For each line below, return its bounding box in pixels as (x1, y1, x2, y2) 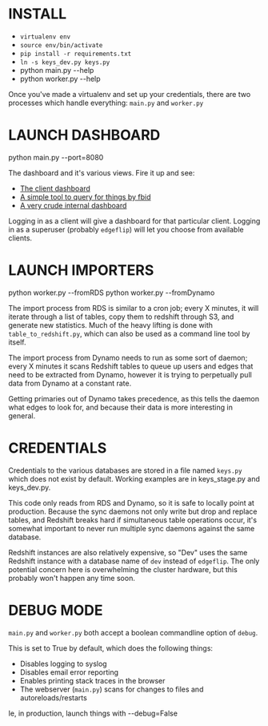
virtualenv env (19, 33, 71, 41)
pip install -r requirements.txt (19, 50, 132, 58)
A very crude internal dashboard (19, 200, 127, 210)
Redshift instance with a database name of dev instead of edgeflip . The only (8, 556, 260, 566)
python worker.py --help (19, 74, 102, 83)
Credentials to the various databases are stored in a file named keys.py (8, 466, 242, 475)
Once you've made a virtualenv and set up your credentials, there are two (8, 89, 251, 99)
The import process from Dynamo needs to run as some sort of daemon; (8, 353, 248, 362)
